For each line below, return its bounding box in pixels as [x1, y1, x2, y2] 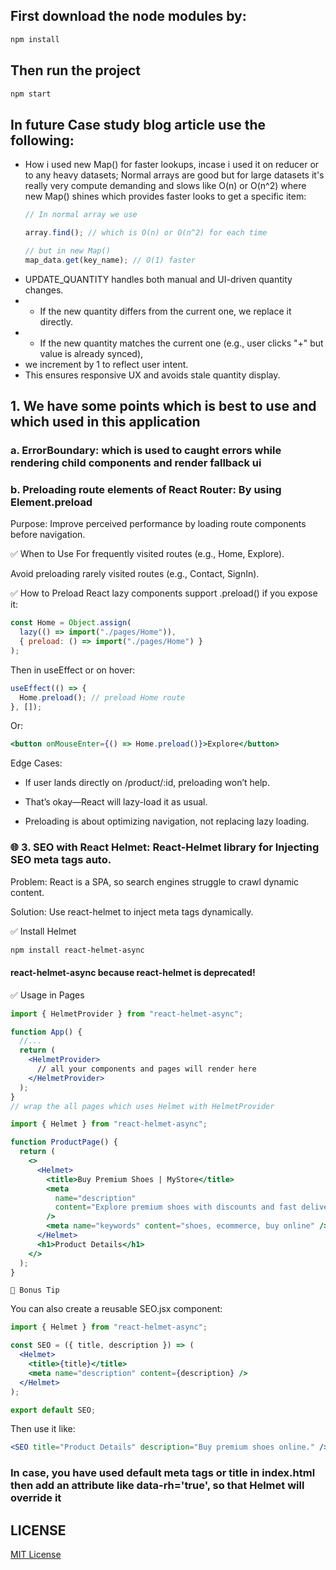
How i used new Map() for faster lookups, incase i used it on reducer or [24, 159, 320, 171]
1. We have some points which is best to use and [10, 398, 317, 415]
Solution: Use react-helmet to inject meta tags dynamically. [10, 905, 254, 918]
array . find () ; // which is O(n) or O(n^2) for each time [24, 228, 268, 238]
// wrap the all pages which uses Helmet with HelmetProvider [10, 1101, 275, 1111]
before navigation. [10, 529, 86, 541]
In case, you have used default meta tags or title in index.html [10, 1466, 316, 1480]
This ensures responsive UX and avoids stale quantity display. [24, 369, 281, 381]
